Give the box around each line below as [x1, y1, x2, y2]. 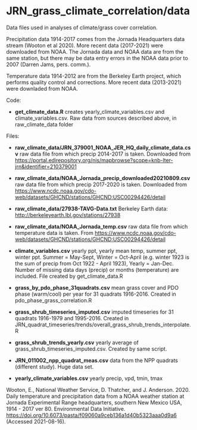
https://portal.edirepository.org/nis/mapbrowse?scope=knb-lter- [14, 156, 174, 163]
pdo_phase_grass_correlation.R [14, 296, 92, 304]
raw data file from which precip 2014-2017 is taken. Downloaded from [20, 150, 191, 157]
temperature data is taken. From [14, 229, 93, 236]
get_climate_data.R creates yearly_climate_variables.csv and [14, 108, 165, 115]
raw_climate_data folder [14, 120, 74, 128]
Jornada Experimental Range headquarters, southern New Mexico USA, [6, 398, 183, 406]
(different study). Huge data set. [14, 363, 94, 370]
